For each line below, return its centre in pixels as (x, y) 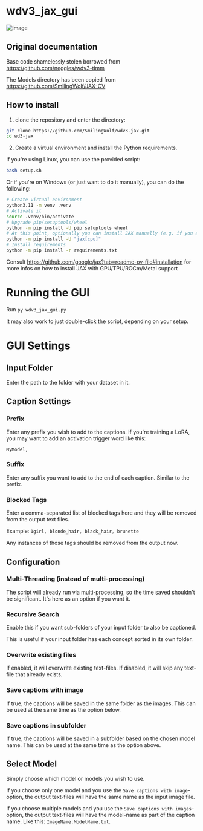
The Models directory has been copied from (61, 79)
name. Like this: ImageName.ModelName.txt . (58, 821)
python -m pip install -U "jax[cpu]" (54, 239)
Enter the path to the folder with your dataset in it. (68, 382)
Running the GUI (48, 293)
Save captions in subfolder (46, 725)
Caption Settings (39, 401)
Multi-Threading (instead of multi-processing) (76, 579)
